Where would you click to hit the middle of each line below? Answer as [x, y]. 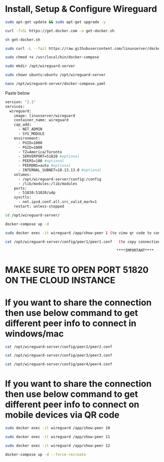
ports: [20, 188]
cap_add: [23, 125]
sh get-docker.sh [23, 40]
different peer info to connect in [71, 323]
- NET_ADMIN [30, 129]
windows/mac [34, 334]
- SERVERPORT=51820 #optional [49, 157]
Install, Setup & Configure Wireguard [81, 9]
